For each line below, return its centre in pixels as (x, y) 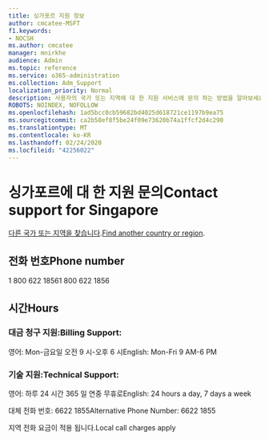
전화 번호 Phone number (66, 261)
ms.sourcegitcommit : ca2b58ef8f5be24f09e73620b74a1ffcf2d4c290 (116, 120)
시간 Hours (34, 308)
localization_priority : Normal (60, 90)
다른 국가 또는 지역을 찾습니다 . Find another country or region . (107, 233)
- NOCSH (21, 38)
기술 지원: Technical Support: (64, 374)
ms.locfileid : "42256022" (51, 150)
